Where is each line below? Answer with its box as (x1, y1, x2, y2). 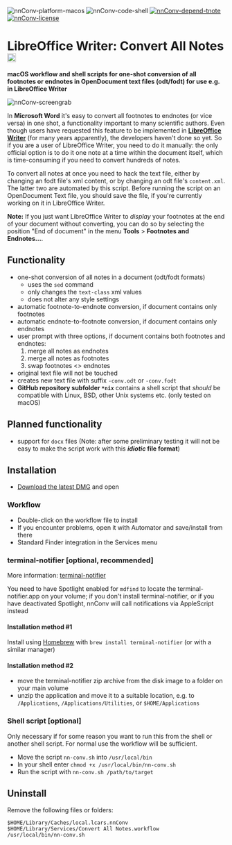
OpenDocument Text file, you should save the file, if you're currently (7, 191, 202, 199)
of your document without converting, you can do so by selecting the (7, 219, 204, 228)
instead (7, 606, 29, 614)
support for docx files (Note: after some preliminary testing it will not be (17, 437, 220, 445)
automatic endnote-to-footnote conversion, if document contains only (17, 317, 217, 326)
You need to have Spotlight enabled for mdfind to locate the (7, 584, 177, 593)
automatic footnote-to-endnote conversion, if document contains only (17, 302, 217, 310)
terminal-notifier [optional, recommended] (7, 555, 154, 565)
